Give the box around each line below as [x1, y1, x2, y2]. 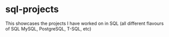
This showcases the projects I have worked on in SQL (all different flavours [5, 20, 164, 26]
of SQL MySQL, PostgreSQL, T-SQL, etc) [5, 25, 91, 31]
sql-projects [5, 4, 59, 15]
